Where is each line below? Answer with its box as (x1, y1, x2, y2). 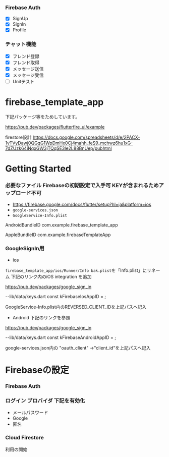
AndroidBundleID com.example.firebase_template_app (5, 221, 118, 228)
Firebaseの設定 (5, 365, 69, 376)
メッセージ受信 (12, 72, 44, 78)
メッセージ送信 (12, 66, 44, 72)
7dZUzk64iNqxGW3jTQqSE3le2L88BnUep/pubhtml (5, 145, 112, 151)
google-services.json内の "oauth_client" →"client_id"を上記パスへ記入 (5, 345, 151, 351)
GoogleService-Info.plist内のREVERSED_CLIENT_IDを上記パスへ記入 (5, 304, 147, 310)
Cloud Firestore (5, 434, 44, 441)
